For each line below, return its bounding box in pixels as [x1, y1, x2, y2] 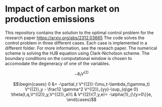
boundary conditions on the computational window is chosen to [5, 55, 132, 61]
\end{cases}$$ [66, 97, 97, 103]
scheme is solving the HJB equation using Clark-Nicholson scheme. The [5, 50, 150, 56]
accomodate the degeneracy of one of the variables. [5, 61, 111, 66]
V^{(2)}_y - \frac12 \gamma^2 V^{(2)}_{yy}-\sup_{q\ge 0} [25, 86, 138, 92]
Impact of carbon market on [5, 3, 120, 15]
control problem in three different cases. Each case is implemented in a [5, 40, 147, 46]
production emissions [5, 14, 95, 25]
